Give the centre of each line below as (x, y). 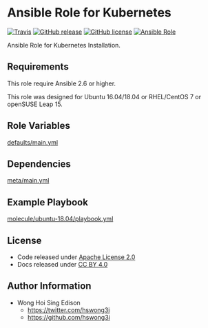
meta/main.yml (28, 181)
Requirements (38, 67)
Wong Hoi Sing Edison (49, 303)
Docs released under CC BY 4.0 (62, 264)
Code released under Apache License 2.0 (76, 257)
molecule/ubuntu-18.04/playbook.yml (60, 219)
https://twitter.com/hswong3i (69, 310)
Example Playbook (48, 202)
